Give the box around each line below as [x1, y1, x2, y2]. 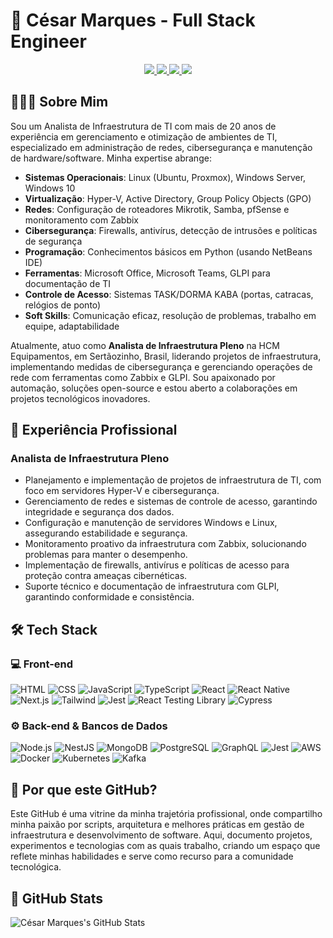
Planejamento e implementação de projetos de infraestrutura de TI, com [24, 474, 322, 486]
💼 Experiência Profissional [10, 422, 178, 439]
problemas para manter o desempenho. [24, 549, 188, 561]
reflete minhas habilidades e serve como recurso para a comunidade [10, 850, 294, 863]
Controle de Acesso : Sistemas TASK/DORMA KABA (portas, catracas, [24, 288, 314, 300]
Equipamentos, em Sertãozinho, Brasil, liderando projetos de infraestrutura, [10, 350, 322, 362]
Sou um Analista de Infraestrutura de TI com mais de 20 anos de [10, 120, 277, 132]
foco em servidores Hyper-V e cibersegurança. [24, 485, 220, 497]
